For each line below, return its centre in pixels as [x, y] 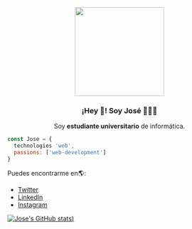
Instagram [32, 204]
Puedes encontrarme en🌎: [47, 173]
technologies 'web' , [44, 146]
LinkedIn [30, 197]
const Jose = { [30, 139]
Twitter [28, 189]
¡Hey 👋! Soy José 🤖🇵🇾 [119, 110]
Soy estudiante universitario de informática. [119, 126]
